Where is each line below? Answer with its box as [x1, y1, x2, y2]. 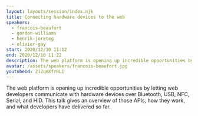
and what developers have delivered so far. [6, 103, 111, 110]
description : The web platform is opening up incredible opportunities [6, 57, 186, 63]
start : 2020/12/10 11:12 [6, 47, 67, 53]
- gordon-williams [11, 30, 57, 36]
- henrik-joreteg [11, 36, 54, 42]
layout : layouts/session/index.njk [6, 8, 94, 15]
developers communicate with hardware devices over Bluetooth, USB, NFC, [6, 91, 190, 98]
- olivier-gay [11, 42, 46, 47]
